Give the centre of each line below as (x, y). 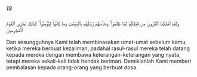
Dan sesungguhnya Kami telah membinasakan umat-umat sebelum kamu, (97, 42)
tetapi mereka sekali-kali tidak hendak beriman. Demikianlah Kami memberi (99, 61)
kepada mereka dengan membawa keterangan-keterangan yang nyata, (93, 54)
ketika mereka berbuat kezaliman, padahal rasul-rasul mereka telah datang (98, 48)
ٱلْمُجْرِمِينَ (15, 30)
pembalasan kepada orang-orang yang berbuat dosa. (72, 67)
